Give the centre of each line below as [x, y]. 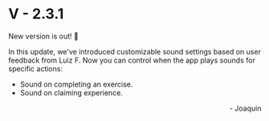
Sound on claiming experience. [71, 92]
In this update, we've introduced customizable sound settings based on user [134, 51]
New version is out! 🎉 [43, 36]
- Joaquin [245, 108]
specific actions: [35, 68]
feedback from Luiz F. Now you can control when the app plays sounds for [132, 60]
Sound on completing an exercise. [76, 84]
